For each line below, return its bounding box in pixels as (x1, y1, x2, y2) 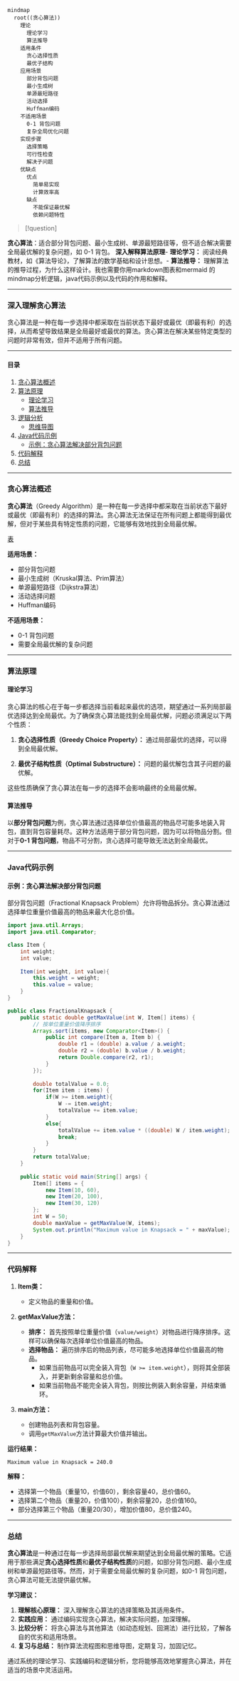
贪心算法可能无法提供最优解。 (7, 1575, 95, 1584)
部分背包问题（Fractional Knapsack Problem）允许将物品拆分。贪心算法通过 (7, 899, 230, 908)
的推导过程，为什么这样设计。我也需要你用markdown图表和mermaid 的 (7, 265, 216, 274)
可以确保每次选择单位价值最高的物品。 (34, 1336, 147, 1345)
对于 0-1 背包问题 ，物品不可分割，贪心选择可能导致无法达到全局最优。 (7, 836, 212, 845)
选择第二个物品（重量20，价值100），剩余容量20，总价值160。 (17, 1495, 201, 1505)
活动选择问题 (17, 591, 55, 600)
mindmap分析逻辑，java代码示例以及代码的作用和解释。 (7, 275, 171, 283)
